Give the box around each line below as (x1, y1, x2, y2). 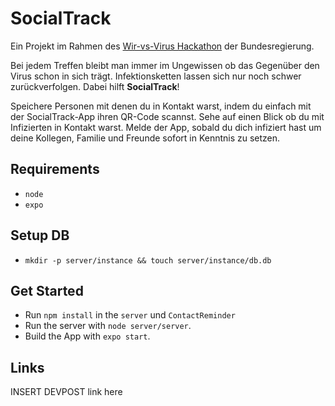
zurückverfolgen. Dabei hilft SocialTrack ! (10, 80, 180, 92)
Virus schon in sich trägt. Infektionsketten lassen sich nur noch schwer (10, 70, 302, 82)
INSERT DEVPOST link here (10, 386, 123, 398)
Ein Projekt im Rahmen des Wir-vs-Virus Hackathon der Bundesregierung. (10, 40, 315, 52)
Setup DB (10, 227, 70, 244)
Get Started (10, 282, 84, 299)
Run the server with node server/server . (24, 320, 192, 332)
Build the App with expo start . (24, 330, 151, 342)
